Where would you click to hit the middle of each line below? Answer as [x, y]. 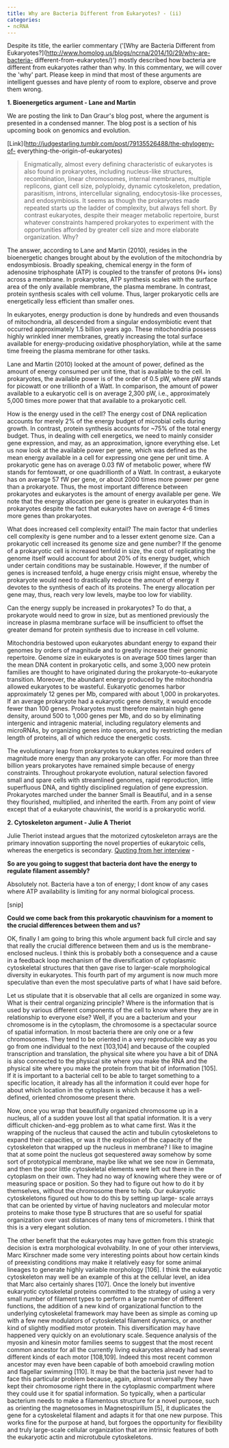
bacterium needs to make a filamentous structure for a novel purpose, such [113, 1401]
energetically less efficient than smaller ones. [71, 302]
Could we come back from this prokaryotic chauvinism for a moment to [110, 918]
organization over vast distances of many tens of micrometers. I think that [111, 1220]
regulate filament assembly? [49, 871]
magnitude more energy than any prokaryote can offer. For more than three [113, 759]
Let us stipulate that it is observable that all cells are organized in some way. [114, 996]
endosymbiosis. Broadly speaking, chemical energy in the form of [100, 265]
